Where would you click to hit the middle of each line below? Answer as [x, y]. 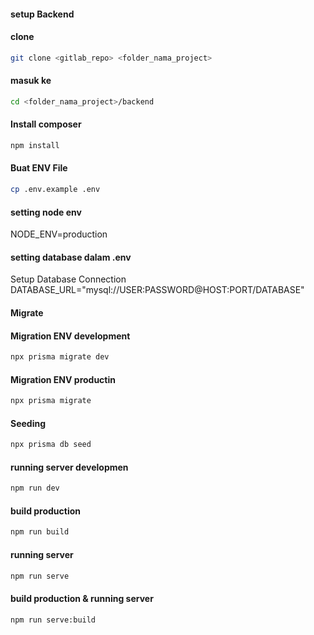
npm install [35, 145]
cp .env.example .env [55, 190]
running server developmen [69, 467]
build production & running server [82, 598]
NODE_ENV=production [59, 234]
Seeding [28, 423]
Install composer [46, 124]
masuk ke [31, 81]
